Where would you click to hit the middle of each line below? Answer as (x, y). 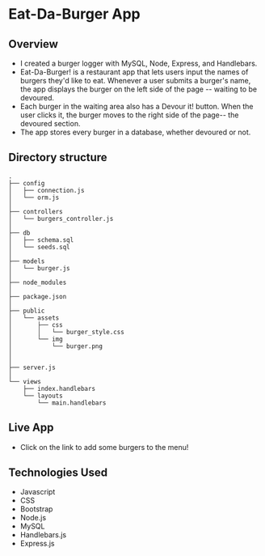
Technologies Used (58, 473)
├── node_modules (38, 282)
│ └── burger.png (56, 346)
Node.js (33, 518)
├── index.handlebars (59, 388)
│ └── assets (34, 318)
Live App (31, 428)
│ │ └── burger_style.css (67, 332)
